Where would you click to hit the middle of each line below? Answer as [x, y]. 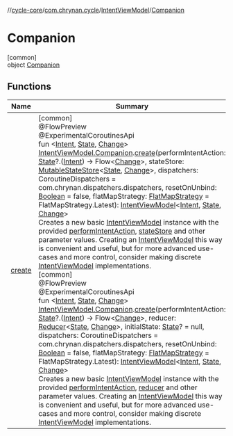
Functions [29, 87]
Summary [132, 106]
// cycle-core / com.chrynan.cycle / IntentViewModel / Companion [96, 10]
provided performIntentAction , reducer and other [118, 387]
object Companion [34, 65]
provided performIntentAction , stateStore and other [122, 231]
